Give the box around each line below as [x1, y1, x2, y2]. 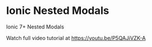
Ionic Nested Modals [6, 4, 109, 17]
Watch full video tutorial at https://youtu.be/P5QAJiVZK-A [6, 34, 146, 41]
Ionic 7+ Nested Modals [6, 23, 64, 30]
